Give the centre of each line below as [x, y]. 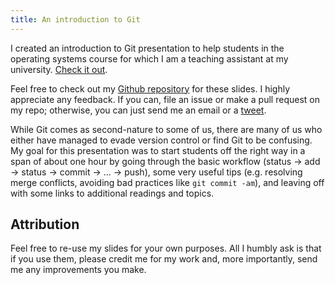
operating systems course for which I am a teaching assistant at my [149, 58]
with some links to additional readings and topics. [112, 193]
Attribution [45, 224]
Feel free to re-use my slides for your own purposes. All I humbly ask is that [166, 248]
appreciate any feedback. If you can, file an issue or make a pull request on [165, 99]
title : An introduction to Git [75, 19]
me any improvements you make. [78, 270]
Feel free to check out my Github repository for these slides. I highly [150, 88]
